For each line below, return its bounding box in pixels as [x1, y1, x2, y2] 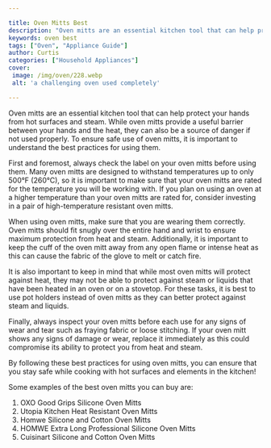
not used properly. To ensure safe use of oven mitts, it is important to [8, 134, 238, 144]
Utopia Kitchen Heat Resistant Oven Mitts [19, 406, 158, 416]
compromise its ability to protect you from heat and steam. [8, 342, 203, 352]
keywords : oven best [8, 34, 78, 42]
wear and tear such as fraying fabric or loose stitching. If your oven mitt [8, 324, 247, 335]
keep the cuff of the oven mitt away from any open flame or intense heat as [8, 242, 259, 252]
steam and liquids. [8, 300, 69, 311]
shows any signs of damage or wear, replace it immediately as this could [8, 333, 250, 343]
